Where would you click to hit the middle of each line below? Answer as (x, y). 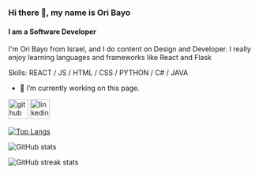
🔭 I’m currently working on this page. (79, 88)
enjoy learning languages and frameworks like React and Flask (110, 58)
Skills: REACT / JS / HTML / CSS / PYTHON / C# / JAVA (98, 73)
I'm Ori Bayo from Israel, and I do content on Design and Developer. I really (129, 49)
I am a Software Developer (53, 32)
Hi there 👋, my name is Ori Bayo (69, 13)
